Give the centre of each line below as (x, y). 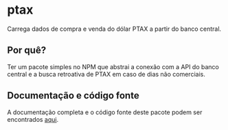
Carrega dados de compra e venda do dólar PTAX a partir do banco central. (114, 29)
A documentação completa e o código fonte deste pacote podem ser (105, 112)
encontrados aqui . (33, 119)
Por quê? (27, 50)
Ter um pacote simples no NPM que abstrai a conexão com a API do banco (113, 66)
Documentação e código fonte (73, 95)
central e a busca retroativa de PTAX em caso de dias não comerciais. (106, 74)
